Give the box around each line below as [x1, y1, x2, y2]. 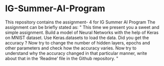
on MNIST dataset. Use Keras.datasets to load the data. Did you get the [5, 35, 149, 41]
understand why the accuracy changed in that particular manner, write [5, 50, 147, 56]
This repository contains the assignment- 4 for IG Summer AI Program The [5, 19, 156, 25]
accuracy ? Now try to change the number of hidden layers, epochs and [5, 40, 150, 45]
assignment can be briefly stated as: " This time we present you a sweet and [5, 24, 160, 30]
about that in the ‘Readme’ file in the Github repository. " [5, 55, 118, 61]
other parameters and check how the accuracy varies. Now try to [5, 45, 137, 51]
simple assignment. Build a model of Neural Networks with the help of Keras [5, 29, 159, 35]
